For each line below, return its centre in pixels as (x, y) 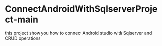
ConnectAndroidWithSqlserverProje (81, 9)
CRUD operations (23, 38)
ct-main (22, 19)
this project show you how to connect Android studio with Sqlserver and (79, 33)
